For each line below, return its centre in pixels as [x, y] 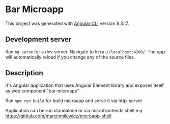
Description [24, 73]
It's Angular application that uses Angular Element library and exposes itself [85, 85]
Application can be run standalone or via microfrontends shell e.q [74, 110]
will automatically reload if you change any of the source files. [70, 57]
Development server [38, 39]
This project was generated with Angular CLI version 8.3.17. [67, 23]
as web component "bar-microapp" [42, 90]
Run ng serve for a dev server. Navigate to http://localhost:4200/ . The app [85, 51]
